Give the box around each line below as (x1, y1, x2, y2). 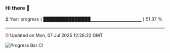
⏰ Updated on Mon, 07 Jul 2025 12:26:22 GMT (5, 32, 103, 38)
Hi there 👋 (5, 4, 30, 11)
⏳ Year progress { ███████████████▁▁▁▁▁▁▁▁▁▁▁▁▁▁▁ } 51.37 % (5, 16, 163, 22)
